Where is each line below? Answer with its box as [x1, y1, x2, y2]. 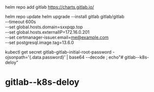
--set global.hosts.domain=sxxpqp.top [5, 24, 83, 30]
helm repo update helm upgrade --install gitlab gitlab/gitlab [5, 14, 125, 19]
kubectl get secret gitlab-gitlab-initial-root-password [5, 49, 112, 55]
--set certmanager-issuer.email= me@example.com [5, 34, 109, 40]
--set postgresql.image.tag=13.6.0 [5, 40, 74, 46]
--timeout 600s [5, 19, 36, 24]
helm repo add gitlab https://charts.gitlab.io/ [5, 4, 94, 10]
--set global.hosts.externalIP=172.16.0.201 [5, 29, 90, 35]
